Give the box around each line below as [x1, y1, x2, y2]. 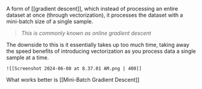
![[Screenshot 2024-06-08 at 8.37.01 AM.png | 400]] [6, 66, 142, 72]
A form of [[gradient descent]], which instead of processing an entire [6, 5, 178, 12]
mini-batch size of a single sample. [6, 18, 94, 25]
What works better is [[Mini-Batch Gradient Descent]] [6, 76, 140, 83]
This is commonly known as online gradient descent [21, 29, 151, 37]
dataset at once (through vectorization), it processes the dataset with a [6, 11, 183, 19]
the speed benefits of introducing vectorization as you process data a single [6, 48, 197, 55]
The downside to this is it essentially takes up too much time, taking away [6, 41, 189, 48]
